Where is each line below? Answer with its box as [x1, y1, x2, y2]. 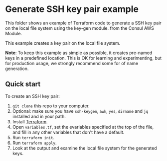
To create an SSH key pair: [5, 93, 60, 99]
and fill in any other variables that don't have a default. [12, 129, 125, 135]
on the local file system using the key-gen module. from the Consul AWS [5, 25, 155, 31]
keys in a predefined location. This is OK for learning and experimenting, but [5, 55, 162, 61]
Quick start [5, 80, 41, 88]
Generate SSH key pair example [5, 3, 139, 15]
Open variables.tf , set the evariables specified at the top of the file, [12, 124, 154, 130]
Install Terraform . [12, 118, 48, 125]
